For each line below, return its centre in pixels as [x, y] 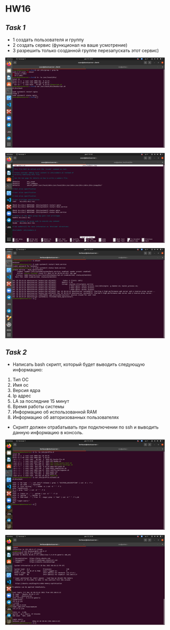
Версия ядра [26, 391]
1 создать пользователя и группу [48, 40]
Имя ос [20, 385]
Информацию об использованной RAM [55, 412]
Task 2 [16, 352]
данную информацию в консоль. [48, 433]
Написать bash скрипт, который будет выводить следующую [79, 364]
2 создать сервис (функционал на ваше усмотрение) [70, 45]
